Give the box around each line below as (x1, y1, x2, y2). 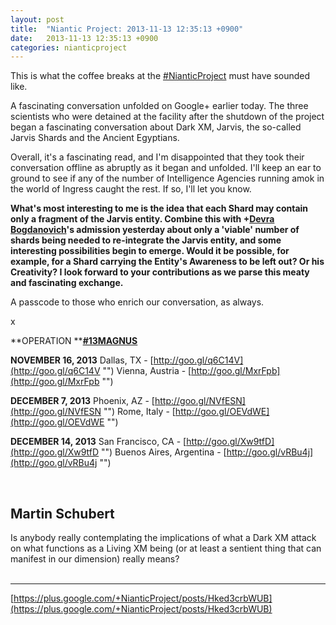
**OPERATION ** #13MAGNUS (10, 335, 138, 347)
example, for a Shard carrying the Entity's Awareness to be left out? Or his (10, 256, 325, 268)
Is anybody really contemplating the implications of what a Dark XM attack (10, 532, 317, 544)
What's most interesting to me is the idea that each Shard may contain (10, 202, 309, 215)
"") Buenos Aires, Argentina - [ (101, 446, 227, 458)
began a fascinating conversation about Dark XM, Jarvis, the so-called (10, 121, 302, 133)
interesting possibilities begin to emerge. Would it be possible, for (10, 245, 290, 257)
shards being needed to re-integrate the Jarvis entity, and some (10, 234, 282, 246)
